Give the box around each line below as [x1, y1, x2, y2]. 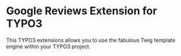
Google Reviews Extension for [6, 4, 157, 18]
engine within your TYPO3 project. [6, 43, 91, 50]
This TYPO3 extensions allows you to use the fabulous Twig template [6, 36, 176, 43]
